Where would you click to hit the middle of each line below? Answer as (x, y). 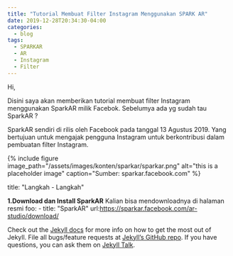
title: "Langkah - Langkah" (46, 187)
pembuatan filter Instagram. (48, 144)
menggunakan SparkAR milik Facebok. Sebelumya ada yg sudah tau (107, 108)
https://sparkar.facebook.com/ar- (148, 208)
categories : (25, 27)
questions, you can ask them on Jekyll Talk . (71, 245)
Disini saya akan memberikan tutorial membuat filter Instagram (99, 101)
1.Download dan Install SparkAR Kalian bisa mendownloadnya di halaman (116, 201)
